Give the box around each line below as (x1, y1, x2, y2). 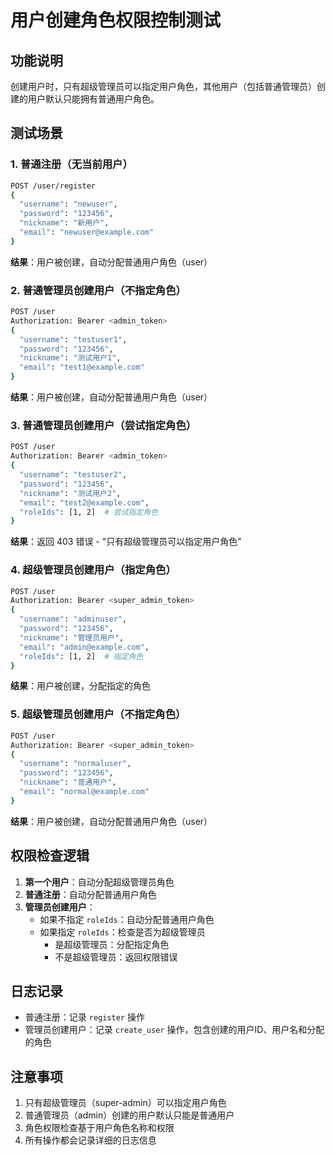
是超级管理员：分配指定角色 (54, 938, 170, 950)
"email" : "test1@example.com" (19, 362, 145, 373)
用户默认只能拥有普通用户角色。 (27, 93, 160, 105)
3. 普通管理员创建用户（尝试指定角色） (10, 419, 197, 433)
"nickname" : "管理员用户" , (19, 632, 125, 643)
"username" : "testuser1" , (19, 334, 128, 345)
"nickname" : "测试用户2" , (19, 488, 122, 498)
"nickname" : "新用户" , (19, 218, 110, 228)
